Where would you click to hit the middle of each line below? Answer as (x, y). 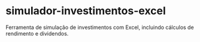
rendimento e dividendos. (37, 33)
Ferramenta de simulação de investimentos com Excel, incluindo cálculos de (100, 27)
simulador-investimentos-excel (86, 11)
